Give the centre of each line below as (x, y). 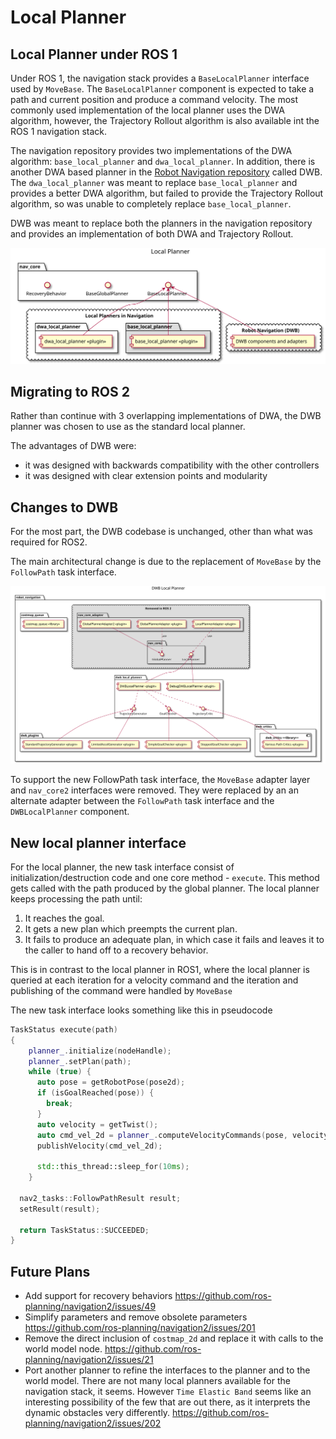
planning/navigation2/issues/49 (90, 1307)
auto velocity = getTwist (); (97, 1124)
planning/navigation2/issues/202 (93, 1423)
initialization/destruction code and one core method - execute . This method (165, 877)
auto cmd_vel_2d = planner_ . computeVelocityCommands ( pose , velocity (182, 1135)
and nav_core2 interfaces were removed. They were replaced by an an (155, 790)
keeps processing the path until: (76, 898)
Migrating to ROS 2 (70, 391)
